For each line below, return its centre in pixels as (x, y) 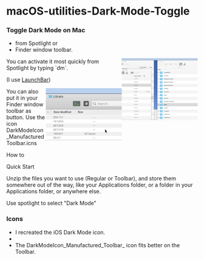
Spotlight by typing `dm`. (37, 68)
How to (15, 155)
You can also (22, 92)
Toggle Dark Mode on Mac (46, 30)
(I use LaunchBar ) (29, 80)
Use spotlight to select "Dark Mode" (52, 203)
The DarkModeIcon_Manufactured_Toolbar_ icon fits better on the (97, 245)
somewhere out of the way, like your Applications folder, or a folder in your (100, 185)
